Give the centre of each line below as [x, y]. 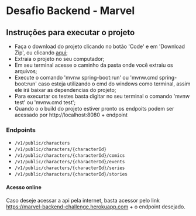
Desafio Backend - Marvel [71, 11]
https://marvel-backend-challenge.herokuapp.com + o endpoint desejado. [96, 207]
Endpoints [21, 130]
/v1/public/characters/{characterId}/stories [71, 174]
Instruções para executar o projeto [71, 32]
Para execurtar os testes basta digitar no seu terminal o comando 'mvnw [102, 96]
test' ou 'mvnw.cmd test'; [45, 102]
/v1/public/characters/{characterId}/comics [70, 156]
